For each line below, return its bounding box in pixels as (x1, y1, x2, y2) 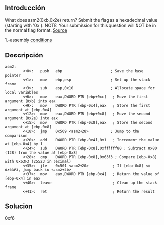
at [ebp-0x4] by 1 (5, 141, 43, 146)
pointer (5, 73, 21, 78)
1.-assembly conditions (5, 37, 52, 43)
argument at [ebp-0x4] (5, 107, 52, 112)
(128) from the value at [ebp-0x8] (5, 150, 78, 155)
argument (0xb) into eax (5, 98, 56, 104)
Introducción (5, 4, 46, 12)
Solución (5, 202, 33, 211)
